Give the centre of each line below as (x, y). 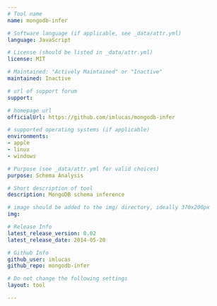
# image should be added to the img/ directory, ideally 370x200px (109, 208)
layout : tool (27, 286)
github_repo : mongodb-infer (49, 266)
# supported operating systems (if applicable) (79, 130)
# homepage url (30, 110)
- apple (19, 143)
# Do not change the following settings (68, 279)
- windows (22, 156)
